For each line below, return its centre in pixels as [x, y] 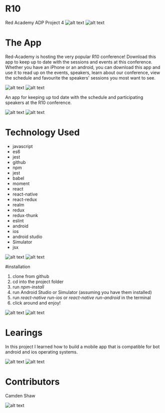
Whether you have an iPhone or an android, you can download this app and [83, 67]
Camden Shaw [20, 395]
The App [23, 43]
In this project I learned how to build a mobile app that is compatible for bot [82, 346]
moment [21, 183]
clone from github [31, 276]
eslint [18, 220]
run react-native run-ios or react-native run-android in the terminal [81, 297]
